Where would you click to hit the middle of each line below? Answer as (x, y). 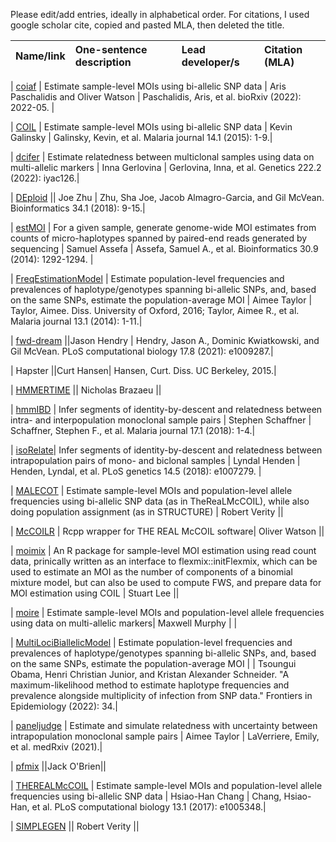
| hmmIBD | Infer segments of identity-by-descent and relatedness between (166, 409)
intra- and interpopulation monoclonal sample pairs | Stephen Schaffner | (161, 420)
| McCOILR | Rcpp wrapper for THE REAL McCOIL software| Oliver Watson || (167, 531)
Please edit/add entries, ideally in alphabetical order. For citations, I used (160, 14)
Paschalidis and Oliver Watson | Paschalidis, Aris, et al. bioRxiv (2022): (156, 97)
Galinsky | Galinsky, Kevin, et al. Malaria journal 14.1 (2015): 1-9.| (141, 137)
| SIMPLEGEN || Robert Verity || (75, 826)
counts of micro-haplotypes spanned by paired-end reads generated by (159, 238)
